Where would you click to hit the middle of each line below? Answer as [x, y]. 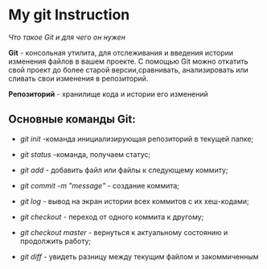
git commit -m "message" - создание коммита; [99, 185]
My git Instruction [69, 15]
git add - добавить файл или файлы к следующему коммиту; [124, 170]
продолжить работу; [55, 241]
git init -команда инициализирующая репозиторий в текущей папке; [137, 139]
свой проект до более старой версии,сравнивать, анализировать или [129, 69]
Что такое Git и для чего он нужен [67, 37]
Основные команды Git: [72, 120]
